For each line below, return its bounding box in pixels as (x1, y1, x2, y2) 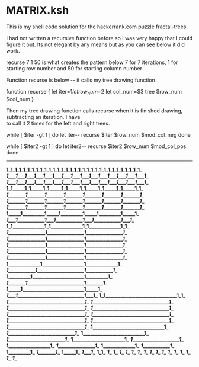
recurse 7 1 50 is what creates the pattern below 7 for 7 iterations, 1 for (6, 59, 179, 66)
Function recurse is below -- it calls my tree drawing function (6, 76, 155, 83)
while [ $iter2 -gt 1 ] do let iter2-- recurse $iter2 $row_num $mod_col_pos (6, 143, 187, 150)
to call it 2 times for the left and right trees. (6, 120, 110, 127)
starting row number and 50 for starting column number (6, 65, 143, 72)
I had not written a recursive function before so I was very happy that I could (6, 34, 193, 41)
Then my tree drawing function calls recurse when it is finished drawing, (6, 107, 183, 114)
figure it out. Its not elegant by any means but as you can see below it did (6, 41, 185, 48)
